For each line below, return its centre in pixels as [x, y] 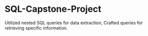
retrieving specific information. [36, 28]
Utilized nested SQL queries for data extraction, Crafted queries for [74, 23]
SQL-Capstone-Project [53, 9]
